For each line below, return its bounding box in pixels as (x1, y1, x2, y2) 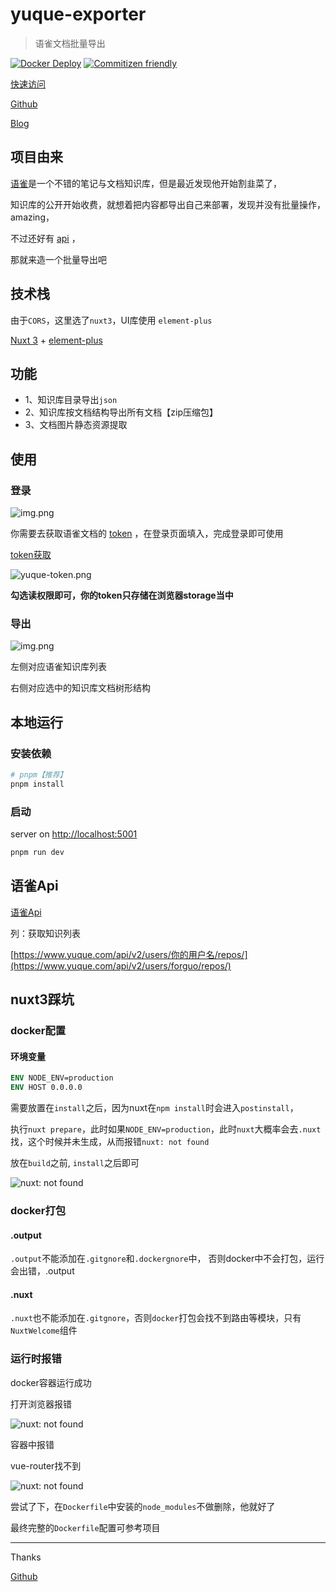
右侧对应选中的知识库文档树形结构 (10, 682, 151, 694)
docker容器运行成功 (10, 1376, 92, 1388)
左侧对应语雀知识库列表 (10, 661, 107, 673)
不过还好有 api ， (10, 232, 81, 244)
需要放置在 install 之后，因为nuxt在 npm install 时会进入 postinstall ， (10, 1102, 299, 1114)
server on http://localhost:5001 (10, 828, 138, 840)
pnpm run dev (10, 848, 65, 858)
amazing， (10, 211, 55, 223)
